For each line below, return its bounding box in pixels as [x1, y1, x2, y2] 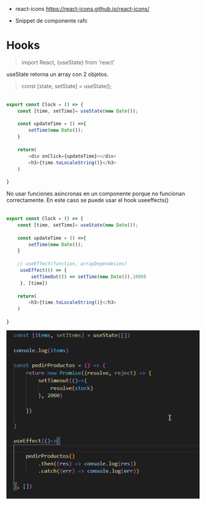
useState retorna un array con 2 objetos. [6, 70, 109, 78]
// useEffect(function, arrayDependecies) [17, 261, 128, 267]
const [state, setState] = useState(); [21, 82, 112, 89]
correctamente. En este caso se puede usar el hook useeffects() [6, 196, 169, 204]
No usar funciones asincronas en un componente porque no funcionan [6, 190, 185, 198]
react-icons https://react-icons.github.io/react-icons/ [15, 6, 150, 12]
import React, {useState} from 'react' [21, 58, 115, 66]
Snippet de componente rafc [15, 17, 88, 24]
